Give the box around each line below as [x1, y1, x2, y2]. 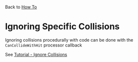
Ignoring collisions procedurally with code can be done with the [5, 37, 134, 43]
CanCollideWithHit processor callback [5, 42, 82, 48]
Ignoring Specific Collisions [5, 21, 120, 32]
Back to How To [5, 4, 37, 10]
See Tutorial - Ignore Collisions [5, 51, 68, 57]
